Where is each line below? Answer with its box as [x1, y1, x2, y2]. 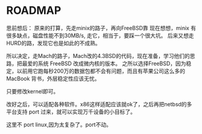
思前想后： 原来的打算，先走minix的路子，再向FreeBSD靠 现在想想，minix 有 [6, 24, 197, 31]
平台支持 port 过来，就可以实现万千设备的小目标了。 [6, 108, 136, 115]
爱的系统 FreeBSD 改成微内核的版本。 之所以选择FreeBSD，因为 [27, 60, 186, 67]
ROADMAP [6, 4, 62, 18]
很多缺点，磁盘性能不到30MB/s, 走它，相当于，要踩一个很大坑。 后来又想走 [6, 31, 194, 39]
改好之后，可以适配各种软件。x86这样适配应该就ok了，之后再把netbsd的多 [6, 100, 192, 107]
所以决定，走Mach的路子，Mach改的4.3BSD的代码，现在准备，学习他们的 [6, 52, 190, 59]
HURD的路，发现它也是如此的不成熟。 [6, 39, 101, 46]
